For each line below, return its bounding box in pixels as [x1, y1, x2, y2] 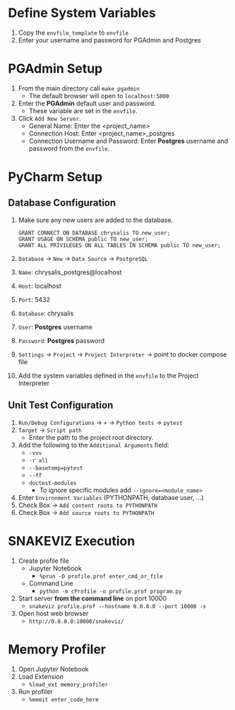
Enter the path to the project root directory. [28, 433, 154, 441]
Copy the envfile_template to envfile [18, 28, 129, 37]
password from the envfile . [28, 144, 110, 153]
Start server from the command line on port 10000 [18, 594, 167, 603]
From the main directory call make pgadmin [18, 83, 140, 93]
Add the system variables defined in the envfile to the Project [18, 371, 199, 380]
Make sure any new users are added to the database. [18, 216, 174, 224]
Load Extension [18, 672, 64, 680]
